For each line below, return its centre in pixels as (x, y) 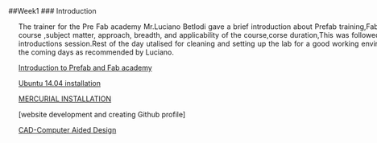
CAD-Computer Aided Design (68, 130)
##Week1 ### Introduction (52, 11)
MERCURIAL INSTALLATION (65, 99)
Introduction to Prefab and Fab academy (86, 67)
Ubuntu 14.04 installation (60, 83)
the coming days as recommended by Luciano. (97, 52)
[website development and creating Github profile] (102, 114)
